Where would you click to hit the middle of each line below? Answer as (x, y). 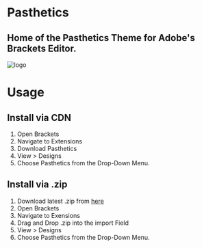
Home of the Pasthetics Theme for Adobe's (101, 38)
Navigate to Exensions (49, 215)
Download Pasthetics (47, 149)
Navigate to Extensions (50, 141)
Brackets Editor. (42, 48)
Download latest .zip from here (60, 201)
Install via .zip (37, 185)
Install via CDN (39, 118)
